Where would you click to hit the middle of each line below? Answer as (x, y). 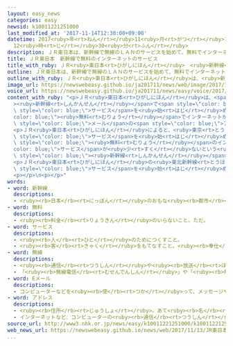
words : (17, 181)
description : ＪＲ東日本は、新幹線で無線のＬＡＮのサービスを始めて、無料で (105, 53)
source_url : (24, 324)
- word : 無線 (25, 253)
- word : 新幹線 (27, 188)
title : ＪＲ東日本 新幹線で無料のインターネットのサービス (83, 59)
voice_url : (23, 91)
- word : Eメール (29, 279)
